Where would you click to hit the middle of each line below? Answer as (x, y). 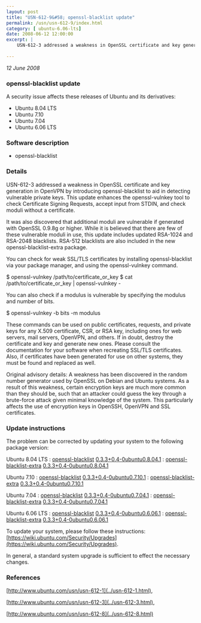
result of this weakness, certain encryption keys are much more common (96, 387)
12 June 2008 (23, 68)
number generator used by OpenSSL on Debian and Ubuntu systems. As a (98, 381)
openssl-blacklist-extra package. (47, 247)
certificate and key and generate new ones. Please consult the (83, 343)
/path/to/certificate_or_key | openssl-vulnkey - (64, 283)
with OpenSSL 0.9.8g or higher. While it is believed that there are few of (94, 228)
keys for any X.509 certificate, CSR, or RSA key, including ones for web (94, 331)
